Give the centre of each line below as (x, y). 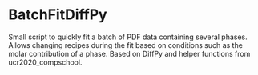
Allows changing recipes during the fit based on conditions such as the (125, 45)
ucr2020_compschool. (45, 62)
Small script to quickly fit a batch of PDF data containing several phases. (128, 37)
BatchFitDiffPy (58, 15)
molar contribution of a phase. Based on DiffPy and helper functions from (129, 53)
